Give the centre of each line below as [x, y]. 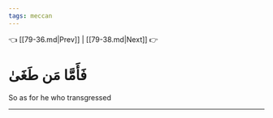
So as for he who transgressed [60, 97]
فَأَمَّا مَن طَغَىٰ [48, 75]
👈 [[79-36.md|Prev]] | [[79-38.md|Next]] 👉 [83, 39]
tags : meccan [30, 16]
